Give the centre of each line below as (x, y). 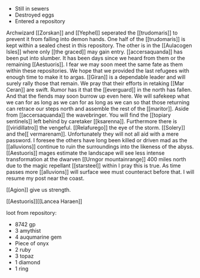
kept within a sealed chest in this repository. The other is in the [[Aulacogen (99, 45)
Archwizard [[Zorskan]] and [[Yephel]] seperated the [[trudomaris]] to (92, 33)
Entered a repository (40, 21)
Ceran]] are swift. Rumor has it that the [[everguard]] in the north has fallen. (99, 90)
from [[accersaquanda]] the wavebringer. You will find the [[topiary (89, 115)
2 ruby (23, 250)
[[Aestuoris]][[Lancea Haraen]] (44, 201)
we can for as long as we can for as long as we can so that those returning (98, 102)
